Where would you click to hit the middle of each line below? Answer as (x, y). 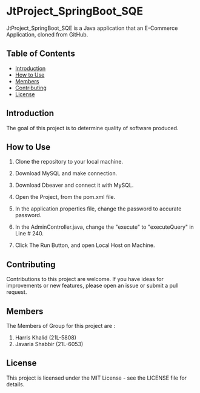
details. (15, 384)
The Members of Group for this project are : (61, 326)
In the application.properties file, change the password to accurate (98, 209)
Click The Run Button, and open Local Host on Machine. (85, 245)
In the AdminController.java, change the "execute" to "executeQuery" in (104, 227)
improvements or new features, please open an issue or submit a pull (92, 286)
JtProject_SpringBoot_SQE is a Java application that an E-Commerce (92, 28)
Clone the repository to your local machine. (69, 162)
